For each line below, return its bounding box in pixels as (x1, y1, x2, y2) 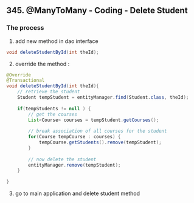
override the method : (15, 60, 70, 67)
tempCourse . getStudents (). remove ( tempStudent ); (38, 139, 162, 145)
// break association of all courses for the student (28, 128, 167, 135)
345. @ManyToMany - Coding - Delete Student (6, 5, 188, 16)
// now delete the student (28, 156, 97, 162)
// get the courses (28, 111, 78, 118)
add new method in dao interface (15, 37, 99, 45)
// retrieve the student (17, 88, 80, 95)
